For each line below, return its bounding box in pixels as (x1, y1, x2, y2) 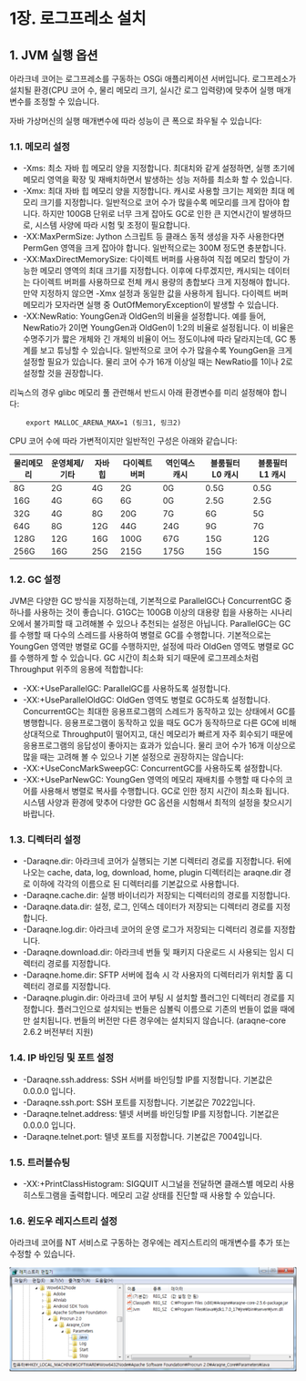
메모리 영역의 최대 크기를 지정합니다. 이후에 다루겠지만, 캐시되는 (39, 265, 266, 276)
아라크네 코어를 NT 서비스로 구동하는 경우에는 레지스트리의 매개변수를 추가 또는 (9, 1237, 291, 1248)
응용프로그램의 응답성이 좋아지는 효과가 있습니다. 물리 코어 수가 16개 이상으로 (22, 740, 296, 752)
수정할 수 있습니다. (9, 1249, 76, 1260)
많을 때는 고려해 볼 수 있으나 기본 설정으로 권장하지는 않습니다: (22, 752, 244, 762)
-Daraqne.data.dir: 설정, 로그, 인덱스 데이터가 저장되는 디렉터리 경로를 (22, 901, 274, 912)
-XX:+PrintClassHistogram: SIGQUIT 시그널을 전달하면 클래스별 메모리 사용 (22, 1178, 295, 1189)
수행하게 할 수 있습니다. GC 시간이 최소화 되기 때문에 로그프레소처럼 (18, 652, 260, 663)
